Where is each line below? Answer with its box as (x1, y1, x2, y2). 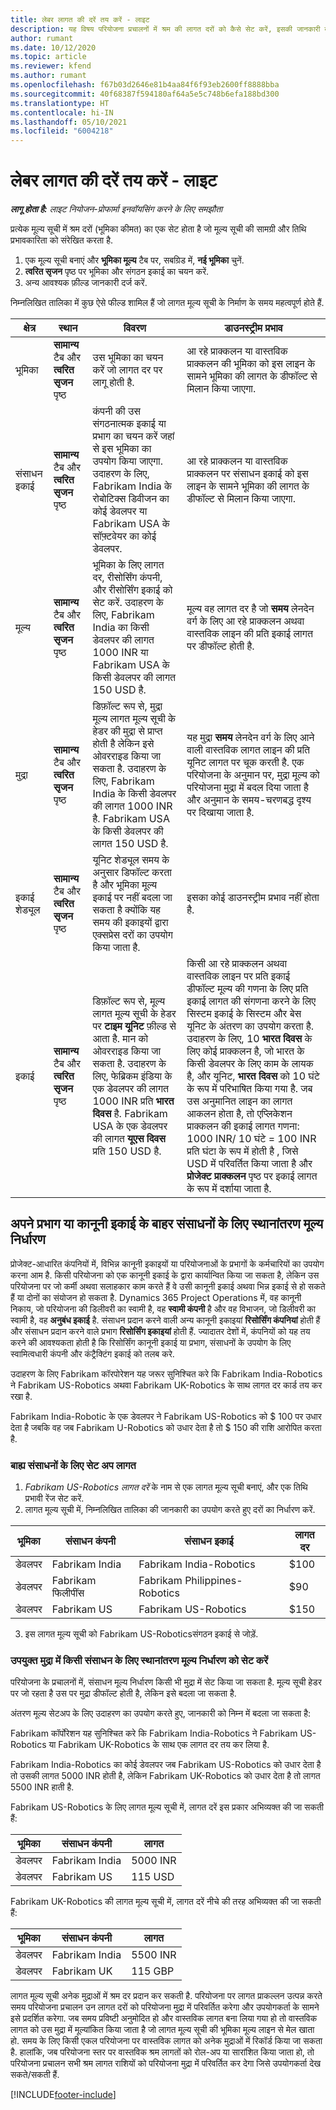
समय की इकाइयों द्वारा (92, 916, 169, 930)
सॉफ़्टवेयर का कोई (92, 529, 157, 543)
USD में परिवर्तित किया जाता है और (186, 1157, 313, 1171)
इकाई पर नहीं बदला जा (92, 891, 173, 905)
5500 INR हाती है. (10, 1781, 75, 1793)
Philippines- (184, 1574, 243, 1588)
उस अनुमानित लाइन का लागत (186, 1094, 293, 1108)
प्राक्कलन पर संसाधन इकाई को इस (186, 467, 309, 481)
